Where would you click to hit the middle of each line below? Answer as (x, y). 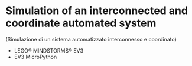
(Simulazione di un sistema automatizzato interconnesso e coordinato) (91, 39)
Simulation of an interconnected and (97, 11)
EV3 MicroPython (35, 57)
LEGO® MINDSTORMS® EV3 (49, 50)
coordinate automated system (81, 23)
